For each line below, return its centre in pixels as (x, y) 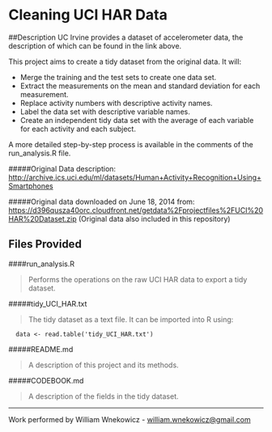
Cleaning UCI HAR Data (88, 15)
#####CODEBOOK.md (46, 380)
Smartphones (31, 186)
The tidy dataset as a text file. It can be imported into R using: (131, 319)
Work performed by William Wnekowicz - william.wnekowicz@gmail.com (130, 419)
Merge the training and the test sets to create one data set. (118, 77)
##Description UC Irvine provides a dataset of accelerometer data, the (126, 37)
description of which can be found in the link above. (95, 45)
